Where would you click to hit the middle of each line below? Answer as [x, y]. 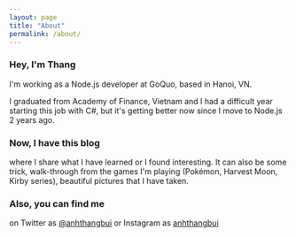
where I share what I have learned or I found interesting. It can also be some [148, 162]
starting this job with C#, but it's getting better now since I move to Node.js [146, 111]
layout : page [33, 17]
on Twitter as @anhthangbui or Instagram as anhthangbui [114, 223]
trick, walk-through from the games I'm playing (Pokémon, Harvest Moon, [144, 171]
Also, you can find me [57, 203]
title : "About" [37, 26]
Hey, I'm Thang [43, 65]
